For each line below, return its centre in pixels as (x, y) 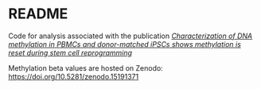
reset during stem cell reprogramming (70, 52)
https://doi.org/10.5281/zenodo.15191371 (74, 76)
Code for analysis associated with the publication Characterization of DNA (130, 36)
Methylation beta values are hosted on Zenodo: (86, 68)
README (38, 14)
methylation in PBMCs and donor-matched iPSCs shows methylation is (125, 44)
